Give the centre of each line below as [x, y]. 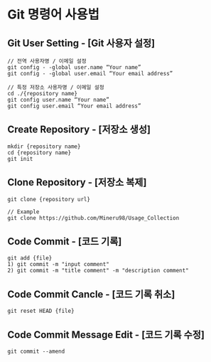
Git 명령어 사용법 [53, 15]
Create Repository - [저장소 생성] [79, 130]
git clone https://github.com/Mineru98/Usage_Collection [93, 218]
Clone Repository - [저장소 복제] [77, 182]
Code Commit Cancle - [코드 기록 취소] [91, 294]
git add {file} [30, 258]
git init [20, 159]
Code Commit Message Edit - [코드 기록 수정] [106, 335]
